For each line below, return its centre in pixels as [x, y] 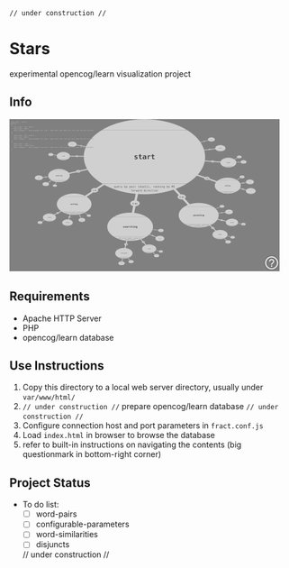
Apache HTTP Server [62, 318]
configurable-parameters [82, 524]
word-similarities [67, 535]
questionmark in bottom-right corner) [92, 454]
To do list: [41, 505]
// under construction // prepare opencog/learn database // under [150, 407]
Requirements [50, 297]
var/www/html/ [49, 398]
